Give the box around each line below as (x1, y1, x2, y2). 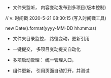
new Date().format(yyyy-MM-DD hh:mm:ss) (5, 25, 97, 31)
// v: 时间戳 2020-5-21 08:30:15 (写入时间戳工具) (5, 15, 106, 21)
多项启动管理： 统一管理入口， (12, 57, 77, 63)
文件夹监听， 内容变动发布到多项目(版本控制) (12, 5, 106, 10)
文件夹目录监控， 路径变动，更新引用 (12, 36, 90, 41)
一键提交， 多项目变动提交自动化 (12, 46, 81, 52)
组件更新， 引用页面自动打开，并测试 (12, 67, 90, 73)
